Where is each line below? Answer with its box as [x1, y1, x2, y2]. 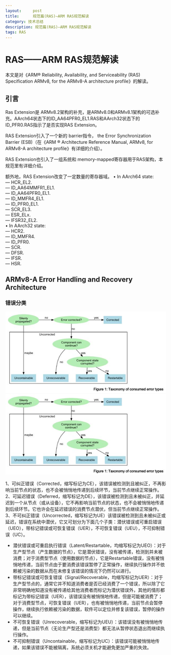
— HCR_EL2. [5, 179, 32, 185]
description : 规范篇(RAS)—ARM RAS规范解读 [5, 24, 92, 30]
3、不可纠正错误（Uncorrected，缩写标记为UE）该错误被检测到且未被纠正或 [5, 513, 166, 519]
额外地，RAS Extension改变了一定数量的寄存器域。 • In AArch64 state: [5, 173, 154, 180]
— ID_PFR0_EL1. [5, 200, 39, 207]
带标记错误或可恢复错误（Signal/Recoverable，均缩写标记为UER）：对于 [12, 574, 163, 581]
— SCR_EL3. [5, 206, 32, 212]
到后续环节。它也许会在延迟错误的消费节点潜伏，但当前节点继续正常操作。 [5, 506, 162, 512]
